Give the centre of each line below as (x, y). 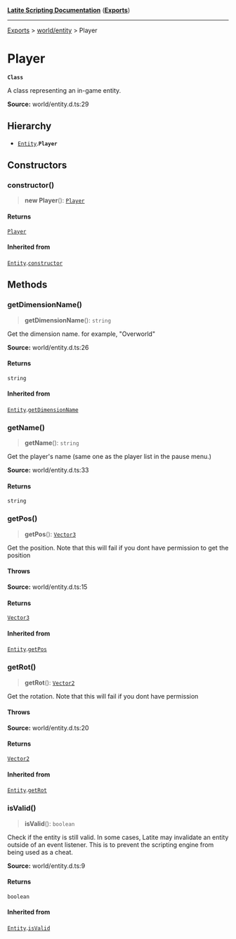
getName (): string (52, 443)
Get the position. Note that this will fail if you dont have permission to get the (118, 548)
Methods (27, 285)
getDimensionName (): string (67, 320)
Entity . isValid (29, 928)
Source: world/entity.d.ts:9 (46, 866)
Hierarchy (29, 126)
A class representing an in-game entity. (64, 90)
